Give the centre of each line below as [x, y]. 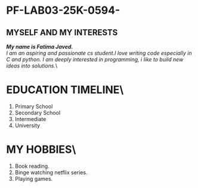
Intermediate [30, 119]
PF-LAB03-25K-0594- [63, 10]
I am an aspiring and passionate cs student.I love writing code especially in [99, 53]
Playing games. [34, 178]
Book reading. [32, 166]
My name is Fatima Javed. [40, 47]
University [27, 125]
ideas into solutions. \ [32, 66]
